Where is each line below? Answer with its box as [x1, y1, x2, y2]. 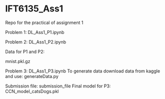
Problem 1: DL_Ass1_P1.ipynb [5, 29, 64, 35]
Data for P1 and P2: [5, 48, 45, 54]
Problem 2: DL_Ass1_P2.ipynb [5, 38, 66, 45]
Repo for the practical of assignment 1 [5, 19, 83, 25]
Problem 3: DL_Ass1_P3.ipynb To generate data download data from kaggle [5, 68, 160, 74]
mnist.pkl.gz [5, 58, 30, 64]
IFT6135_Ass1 [5, 3, 63, 14]
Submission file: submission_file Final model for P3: [5, 83, 111, 89]
